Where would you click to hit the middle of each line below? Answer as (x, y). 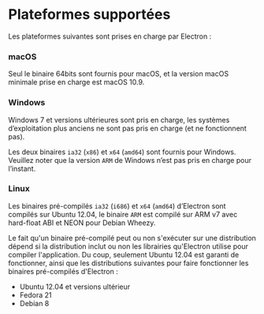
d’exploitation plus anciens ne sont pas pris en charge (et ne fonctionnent (127, 128)
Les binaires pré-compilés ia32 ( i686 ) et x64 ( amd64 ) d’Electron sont (117, 205)
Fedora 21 (35, 295)
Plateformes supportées (89, 15)
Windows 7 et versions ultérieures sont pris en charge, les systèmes (119, 120)
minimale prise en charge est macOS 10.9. (76, 82)
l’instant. (22, 168)
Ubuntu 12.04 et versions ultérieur (75, 286)
